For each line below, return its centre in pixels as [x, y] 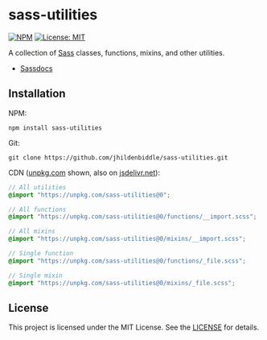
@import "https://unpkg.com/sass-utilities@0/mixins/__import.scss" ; [127, 239]
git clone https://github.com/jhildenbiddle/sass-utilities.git [118, 158]
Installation [37, 94]
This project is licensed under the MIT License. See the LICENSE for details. [134, 327]
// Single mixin [35, 276]
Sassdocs [36, 68]
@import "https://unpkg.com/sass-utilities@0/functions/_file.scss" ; [127, 261]
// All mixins [32, 231]
